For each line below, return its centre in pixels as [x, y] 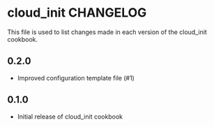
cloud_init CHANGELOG [77, 13]
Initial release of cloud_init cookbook [70, 117]
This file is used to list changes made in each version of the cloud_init [107, 32]
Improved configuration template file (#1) [76, 78]
